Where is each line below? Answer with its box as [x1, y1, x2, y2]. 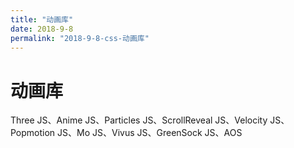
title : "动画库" [10, 14, 74, 25]
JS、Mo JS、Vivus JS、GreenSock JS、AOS [57, 127, 243, 139]
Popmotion [10, 127, 56, 139]
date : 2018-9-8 [10, 24, 74, 34]
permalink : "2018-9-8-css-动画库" [10, 33, 150, 43]
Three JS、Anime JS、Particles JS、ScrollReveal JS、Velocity [10, 114, 268, 126]
